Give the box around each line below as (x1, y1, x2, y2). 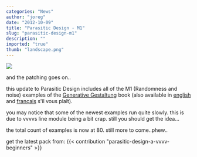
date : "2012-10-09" (6, 19, 54, 25)
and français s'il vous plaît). (6, 97, 73, 104)
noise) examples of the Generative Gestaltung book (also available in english (6, 91, 191, 98)
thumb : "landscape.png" (6, 47, 64, 53)
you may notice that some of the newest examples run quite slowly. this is (6, 109, 185, 116)
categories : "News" (6, 8, 54, 15)
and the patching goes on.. (6, 74, 72, 81)
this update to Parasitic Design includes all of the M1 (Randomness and (6, 85, 178, 92)
